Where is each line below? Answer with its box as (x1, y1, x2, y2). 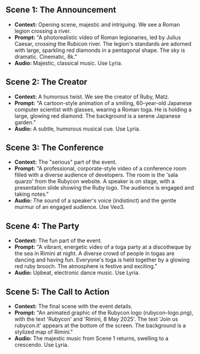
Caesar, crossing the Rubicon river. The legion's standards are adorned (14, 40, 192, 47)
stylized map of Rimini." (14, 329, 73, 336)
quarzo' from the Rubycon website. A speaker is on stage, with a (14, 178, 175, 185)
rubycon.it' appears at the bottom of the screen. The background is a (14, 322, 186, 329)
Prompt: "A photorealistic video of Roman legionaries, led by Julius (14, 33, 181, 41)
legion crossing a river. (14, 27, 72, 34)
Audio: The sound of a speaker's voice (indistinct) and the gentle (14, 197, 177, 204)
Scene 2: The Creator (5, 77, 88, 87)
